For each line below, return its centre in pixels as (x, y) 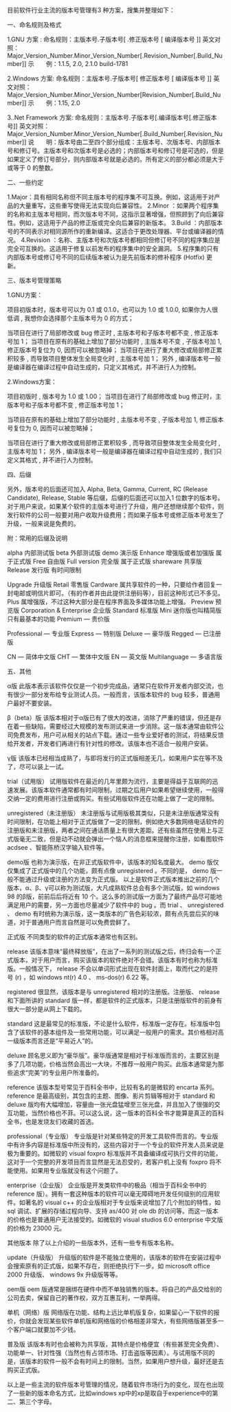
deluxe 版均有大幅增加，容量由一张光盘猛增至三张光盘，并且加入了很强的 (111, 1104)
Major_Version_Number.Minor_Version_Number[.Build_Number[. (97, 134)
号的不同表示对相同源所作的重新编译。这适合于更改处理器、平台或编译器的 (112, 231)
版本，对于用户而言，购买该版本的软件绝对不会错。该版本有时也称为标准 (115, 960)
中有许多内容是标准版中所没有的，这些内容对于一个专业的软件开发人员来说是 (115, 1145)
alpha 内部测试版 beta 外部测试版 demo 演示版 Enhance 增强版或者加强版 (111, 553)
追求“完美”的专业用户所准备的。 (58, 1072)
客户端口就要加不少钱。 (46, 1330)
